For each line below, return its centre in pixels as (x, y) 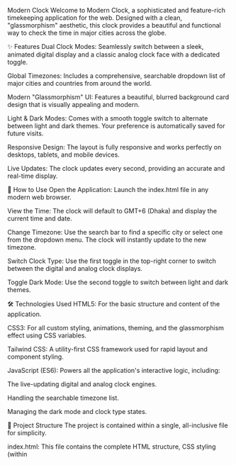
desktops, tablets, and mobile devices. (64, 155)
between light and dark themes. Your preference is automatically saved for (116, 126)
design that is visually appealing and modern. (74, 105)
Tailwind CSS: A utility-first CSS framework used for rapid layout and (107, 349)
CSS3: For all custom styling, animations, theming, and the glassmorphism (116, 328)
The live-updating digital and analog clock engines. (82, 384)
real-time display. (33, 176)
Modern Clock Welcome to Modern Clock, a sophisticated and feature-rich (116, 10)
